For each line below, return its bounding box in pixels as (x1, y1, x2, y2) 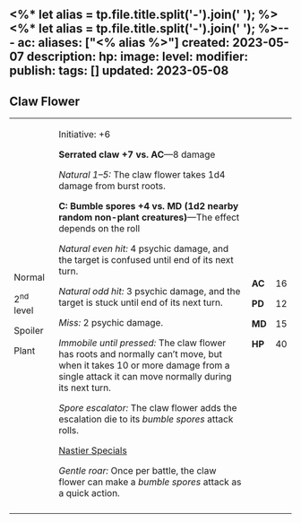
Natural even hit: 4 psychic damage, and (57, 242, 229, 255)
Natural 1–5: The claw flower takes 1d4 (57, 169, 226, 181)
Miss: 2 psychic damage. (57, 317, 164, 329)
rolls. (57, 424, 79, 437)
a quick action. (57, 487, 121, 500)
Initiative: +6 (57, 128, 111, 141)
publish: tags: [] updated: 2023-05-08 (9, 63, 229, 79)
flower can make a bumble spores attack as (57, 475, 242, 488)
